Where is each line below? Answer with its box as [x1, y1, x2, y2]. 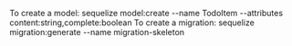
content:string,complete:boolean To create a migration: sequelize [9, 17, 255, 28]
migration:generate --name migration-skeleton [9, 27, 185, 37]
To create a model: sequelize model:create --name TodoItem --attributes [9, 8, 284, 18]
